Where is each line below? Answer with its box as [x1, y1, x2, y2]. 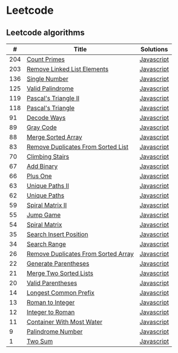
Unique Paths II [26, 182, 70, 190]
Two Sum [26, 337, 53, 345]
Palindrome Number [26, 327, 83, 336]
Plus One [26, 172, 52, 180]
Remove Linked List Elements [26, 65, 109, 73]
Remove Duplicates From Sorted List [26, 143, 129, 151]
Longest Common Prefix [26, 288, 95, 297]
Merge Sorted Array [26, 133, 82, 141]
